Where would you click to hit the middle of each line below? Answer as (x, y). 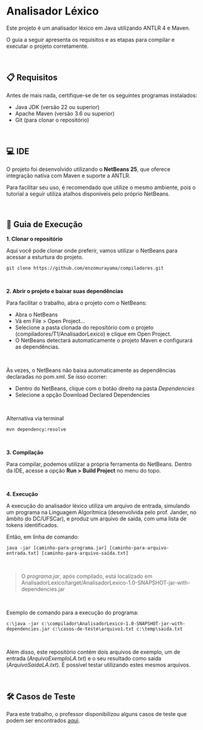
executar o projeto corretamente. (48, 46)
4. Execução (22, 494)
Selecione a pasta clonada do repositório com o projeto (84, 328)
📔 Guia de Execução (45, 224)
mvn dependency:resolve (36, 430)
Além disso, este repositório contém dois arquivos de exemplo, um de (93, 652)
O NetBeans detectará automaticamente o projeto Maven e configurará (104, 340)
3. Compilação (25, 453)
